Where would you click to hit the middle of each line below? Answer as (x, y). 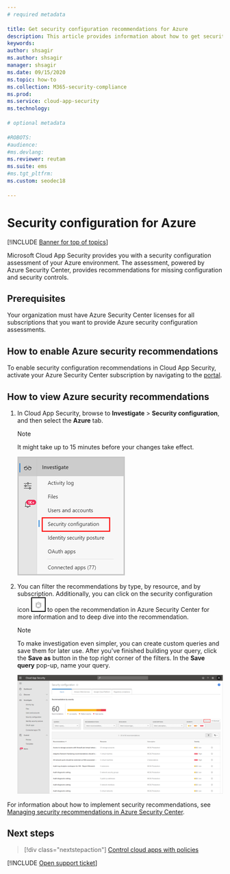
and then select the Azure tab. (60, 421)
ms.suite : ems (27, 167)
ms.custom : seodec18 (37, 181)
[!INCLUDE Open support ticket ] (52, 863)
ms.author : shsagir (35, 58)
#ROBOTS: (20, 137)
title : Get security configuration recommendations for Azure (98, 29)
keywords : (21, 44)
